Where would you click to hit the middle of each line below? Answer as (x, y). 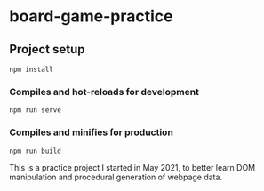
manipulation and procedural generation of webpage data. (116, 177)
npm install (31, 69)
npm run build (36, 151)
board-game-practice (91, 16)
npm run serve (36, 110)
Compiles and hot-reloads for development (104, 92)
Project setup (48, 49)
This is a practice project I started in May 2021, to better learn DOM (132, 167)
